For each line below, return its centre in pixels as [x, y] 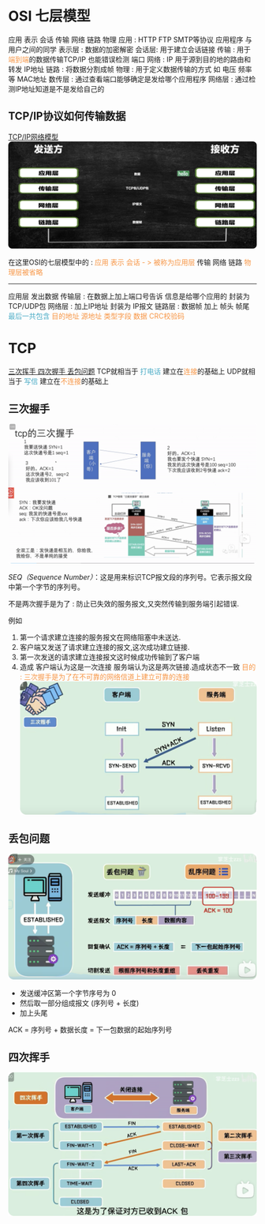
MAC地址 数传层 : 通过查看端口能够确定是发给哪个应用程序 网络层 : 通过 [133, 79]
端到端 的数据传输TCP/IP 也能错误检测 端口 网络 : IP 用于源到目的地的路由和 [129, 59]
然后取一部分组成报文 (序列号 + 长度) [79, 1003]
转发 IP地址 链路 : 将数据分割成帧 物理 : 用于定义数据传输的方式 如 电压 [122, 69]
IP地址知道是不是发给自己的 [60, 88]
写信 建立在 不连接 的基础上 [66, 381]
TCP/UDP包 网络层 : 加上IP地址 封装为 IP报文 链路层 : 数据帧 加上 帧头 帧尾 [129, 306]
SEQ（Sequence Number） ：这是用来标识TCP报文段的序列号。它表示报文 [127, 576]
